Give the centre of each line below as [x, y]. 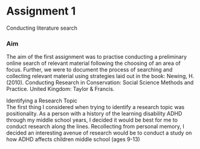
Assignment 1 [41, 11]
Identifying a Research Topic [42, 101]
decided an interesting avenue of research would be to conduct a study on [99, 133]
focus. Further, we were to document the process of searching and [89, 70]
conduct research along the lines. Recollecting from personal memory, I [95, 127]
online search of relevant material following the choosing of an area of [94, 63]
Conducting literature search [42, 28]
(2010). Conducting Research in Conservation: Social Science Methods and [100, 82]
